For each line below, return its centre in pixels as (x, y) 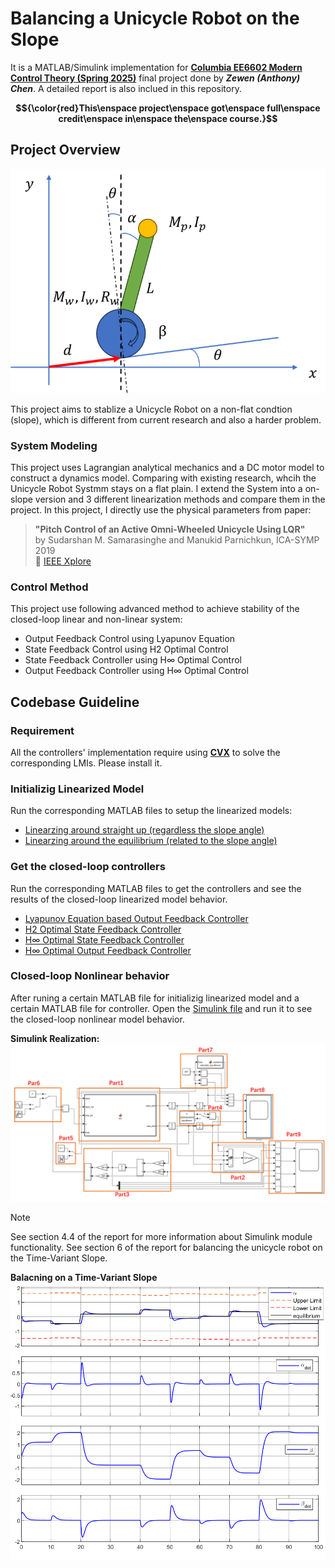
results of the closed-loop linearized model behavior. (119, 899)
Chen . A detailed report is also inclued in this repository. (126, 88)
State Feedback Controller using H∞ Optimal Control (133, 660)
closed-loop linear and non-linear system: (96, 619)
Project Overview (65, 150)
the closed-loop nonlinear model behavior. (97, 1019)
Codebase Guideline (75, 702)
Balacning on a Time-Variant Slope (84, 1277)
